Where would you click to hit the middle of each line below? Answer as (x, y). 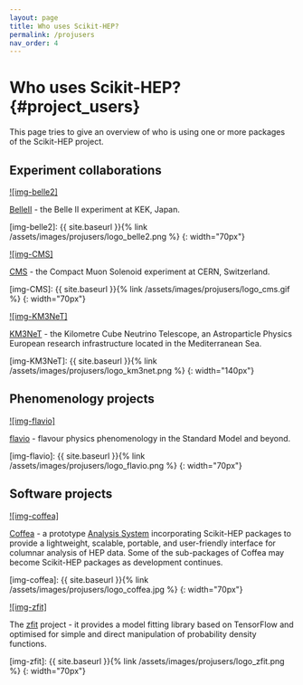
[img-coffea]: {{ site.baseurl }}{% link (79, 579)
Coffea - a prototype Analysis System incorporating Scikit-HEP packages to (151, 533)
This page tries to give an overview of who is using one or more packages (147, 132)
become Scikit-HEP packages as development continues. (116, 562)
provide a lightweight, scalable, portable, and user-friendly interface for (142, 543)
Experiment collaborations (85, 170)
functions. (28, 643)
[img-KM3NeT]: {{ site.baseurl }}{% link (84, 361)
